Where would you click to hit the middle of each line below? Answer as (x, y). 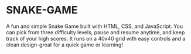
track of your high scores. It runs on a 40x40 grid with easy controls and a (96, 38)
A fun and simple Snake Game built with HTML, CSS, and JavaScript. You (95, 26)
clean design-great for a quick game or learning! (64, 45)
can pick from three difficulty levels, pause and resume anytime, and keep (95, 32)
